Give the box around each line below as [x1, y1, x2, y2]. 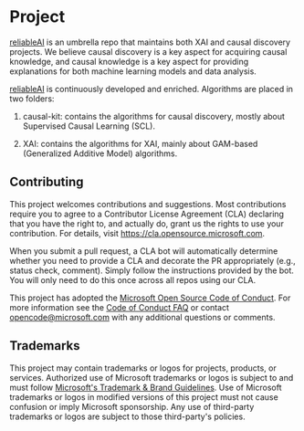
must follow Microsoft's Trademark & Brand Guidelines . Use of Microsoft [9, 382, 282, 393]
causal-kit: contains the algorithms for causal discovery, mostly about [22, 110, 286, 121]
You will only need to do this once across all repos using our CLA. [9, 274, 257, 285]
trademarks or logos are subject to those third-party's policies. [9, 411, 246, 422]
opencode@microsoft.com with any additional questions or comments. [9, 311, 276, 322]
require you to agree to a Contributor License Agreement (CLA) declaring [9, 208, 285, 219]
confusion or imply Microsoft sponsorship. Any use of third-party [9, 401, 255, 412]
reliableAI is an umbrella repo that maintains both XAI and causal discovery [9, 37, 290, 47]
